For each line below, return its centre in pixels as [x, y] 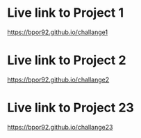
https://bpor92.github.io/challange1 [58, 32]
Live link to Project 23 [70, 108]
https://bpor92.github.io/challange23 [60, 127]
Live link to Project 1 [66, 13]
